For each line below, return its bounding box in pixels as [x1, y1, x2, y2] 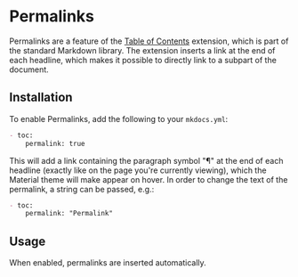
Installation [9, 90, 73, 105]
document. [9, 64, 49, 75]
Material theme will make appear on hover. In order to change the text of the [9, 174, 288, 184]
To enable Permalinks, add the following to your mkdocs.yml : [9, 113, 229, 124]
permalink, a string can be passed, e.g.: [9, 183, 155, 194]
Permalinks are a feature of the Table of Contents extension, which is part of [9, 36, 289, 46]
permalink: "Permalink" [25, 209, 114, 218]
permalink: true [25, 139, 86, 148]
